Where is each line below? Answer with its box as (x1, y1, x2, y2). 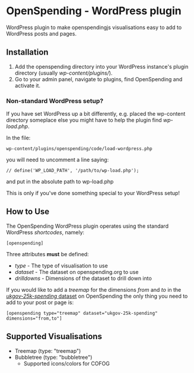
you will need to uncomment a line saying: (6, 156, 109, 164)
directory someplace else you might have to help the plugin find (6, 117, 162, 124)
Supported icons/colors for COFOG (23, 360, 110, 367)
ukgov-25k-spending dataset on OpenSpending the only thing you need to (6, 292, 188, 299)
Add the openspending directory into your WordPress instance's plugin (14, 63, 189, 70)
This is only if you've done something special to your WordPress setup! (6, 190, 180, 197)
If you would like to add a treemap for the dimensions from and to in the (6, 286, 182, 293)
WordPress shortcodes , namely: (6, 228, 85, 235)
